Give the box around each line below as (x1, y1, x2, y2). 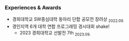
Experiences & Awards (5, 4, 62, 11)
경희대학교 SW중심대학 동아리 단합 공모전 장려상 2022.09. (12, 16, 124, 24)
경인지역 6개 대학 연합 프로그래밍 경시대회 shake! (12, 23, 110, 29)
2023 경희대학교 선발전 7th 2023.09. (19, 30, 91, 37)
